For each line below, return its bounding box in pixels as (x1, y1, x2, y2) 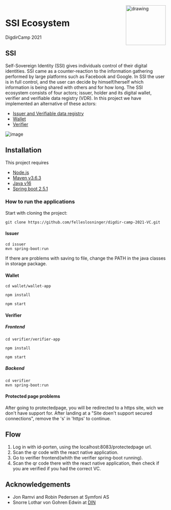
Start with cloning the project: (5, 210, 68, 216)
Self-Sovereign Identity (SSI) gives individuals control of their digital (5, 62, 148, 68)
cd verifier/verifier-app (5, 337, 60, 342)
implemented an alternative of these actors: (5, 100, 97, 107)
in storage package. (5, 261, 47, 267)
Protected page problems (5, 393, 60, 399)
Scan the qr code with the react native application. (12, 449, 119, 455)
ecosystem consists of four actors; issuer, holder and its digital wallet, (5, 89, 152, 96)
